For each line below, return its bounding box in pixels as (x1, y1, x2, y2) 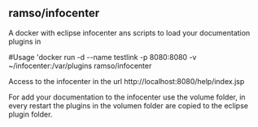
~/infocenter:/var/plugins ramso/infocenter (8, 61, 152, 70)
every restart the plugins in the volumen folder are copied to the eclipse (8, 100, 248, 110)
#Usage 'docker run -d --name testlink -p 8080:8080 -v (8, 52, 197, 61)
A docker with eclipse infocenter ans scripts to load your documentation (8, 28, 251, 37)
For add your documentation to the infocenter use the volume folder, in (8, 92, 246, 102)
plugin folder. (8, 109, 53, 119)
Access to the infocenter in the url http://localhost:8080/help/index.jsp (8, 76, 245, 86)
